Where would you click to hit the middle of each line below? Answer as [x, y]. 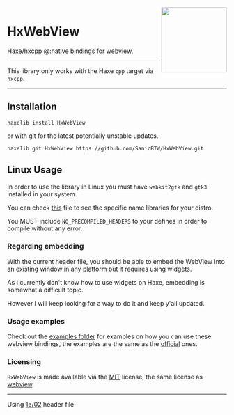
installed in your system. [42, 194]
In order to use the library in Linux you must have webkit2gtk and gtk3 [107, 187]
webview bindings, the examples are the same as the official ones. [102, 344]
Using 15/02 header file [41, 405]
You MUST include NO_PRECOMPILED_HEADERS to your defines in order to [107, 221]
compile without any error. [45, 228]
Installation [32, 107]
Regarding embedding [46, 246]
